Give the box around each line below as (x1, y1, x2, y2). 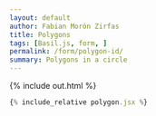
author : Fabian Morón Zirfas (9, 22, 120, 31)
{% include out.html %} (9, 81, 97, 91)
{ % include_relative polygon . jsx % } (9, 98, 148, 107)
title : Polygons (9, 30, 71, 39)
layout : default (9, 13, 71, 23)
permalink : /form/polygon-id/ (9, 47, 124, 56)
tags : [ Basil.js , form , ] (9, 38, 107, 48)
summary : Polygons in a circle (9, 55, 128, 64)
